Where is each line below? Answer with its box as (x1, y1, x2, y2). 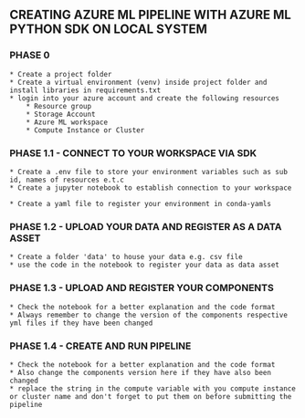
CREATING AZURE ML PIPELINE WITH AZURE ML (9, 7, 292, 23)
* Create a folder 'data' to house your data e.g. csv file (9, 253, 244, 262)
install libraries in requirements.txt (9, 86, 162, 95)
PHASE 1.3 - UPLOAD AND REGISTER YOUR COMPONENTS (9, 282, 274, 295)
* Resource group (26, 101, 92, 110)
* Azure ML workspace (26, 118, 108, 127)
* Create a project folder (9, 69, 112, 78)
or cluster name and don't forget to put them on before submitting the (9, 392, 292, 401)
